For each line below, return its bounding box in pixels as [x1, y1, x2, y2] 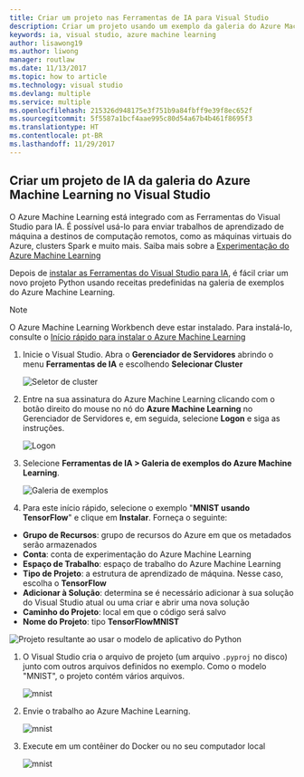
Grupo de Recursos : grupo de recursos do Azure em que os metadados [22, 529, 292, 540]
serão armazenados [22, 539, 98, 550]
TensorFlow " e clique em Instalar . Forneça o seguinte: [22, 512, 228, 523]
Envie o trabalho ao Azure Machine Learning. [22, 705, 191, 716]
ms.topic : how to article [9, 72, 107, 82]
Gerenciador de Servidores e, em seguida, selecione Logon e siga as [22, 413, 280, 424]
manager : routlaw [9, 55, 75, 64]
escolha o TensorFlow [22, 577, 107, 589]
